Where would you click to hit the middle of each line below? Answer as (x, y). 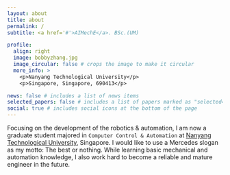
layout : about (27, 13)
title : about (26, 20)
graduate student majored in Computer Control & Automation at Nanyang (109, 135)
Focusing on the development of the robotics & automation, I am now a (107, 128)
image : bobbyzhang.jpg (46, 58)
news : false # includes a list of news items (73, 96)
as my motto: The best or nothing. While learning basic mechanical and (107, 150)
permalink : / (26, 26)
